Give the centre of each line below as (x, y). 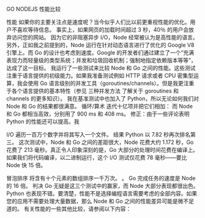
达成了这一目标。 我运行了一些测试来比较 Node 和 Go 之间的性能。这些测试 (101, 68)
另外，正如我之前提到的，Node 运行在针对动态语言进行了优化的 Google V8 (100, 45)
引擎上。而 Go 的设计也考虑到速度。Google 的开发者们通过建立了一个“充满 (100, 53)
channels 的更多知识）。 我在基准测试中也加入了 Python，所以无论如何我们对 (102, 99)
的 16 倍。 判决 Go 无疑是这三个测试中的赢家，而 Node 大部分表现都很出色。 (102, 186)
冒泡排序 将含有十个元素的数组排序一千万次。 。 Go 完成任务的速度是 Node (101, 178)
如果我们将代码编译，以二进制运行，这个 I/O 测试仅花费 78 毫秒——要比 (97, 157)
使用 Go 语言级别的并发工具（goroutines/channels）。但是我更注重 (111, 83)
